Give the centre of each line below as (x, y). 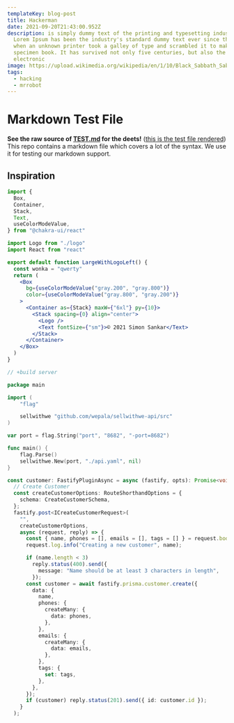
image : (17, 66)
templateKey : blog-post (42, 14)
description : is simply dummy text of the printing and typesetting (109, 33)
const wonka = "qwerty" (48, 269)
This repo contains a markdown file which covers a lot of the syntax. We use (117, 147)
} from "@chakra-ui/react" (46, 231)
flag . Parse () (39, 454)
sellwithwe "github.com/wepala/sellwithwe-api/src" (96, 417)
